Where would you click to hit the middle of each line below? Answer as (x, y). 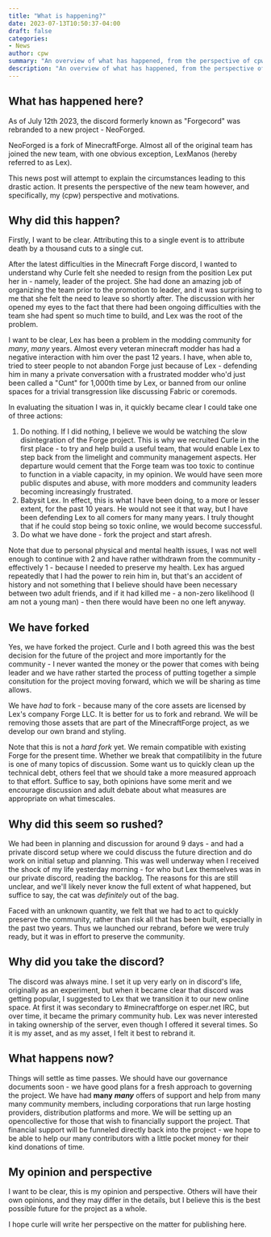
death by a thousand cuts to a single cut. (76, 248)
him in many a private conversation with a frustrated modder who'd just (127, 375)
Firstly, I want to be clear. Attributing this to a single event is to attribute (127, 240)
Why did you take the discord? (86, 962)
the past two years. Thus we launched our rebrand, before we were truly (129, 928)
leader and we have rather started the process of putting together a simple (132, 673)
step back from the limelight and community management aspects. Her (138, 457)
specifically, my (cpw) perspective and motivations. (94, 195)
